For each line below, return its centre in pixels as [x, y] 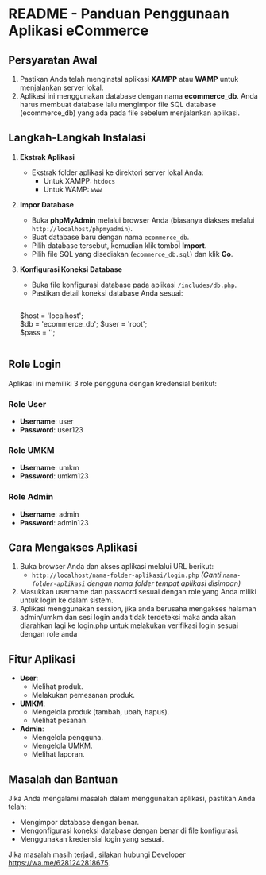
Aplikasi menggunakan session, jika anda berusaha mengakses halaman [138, 609]
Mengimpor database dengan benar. [79, 822]
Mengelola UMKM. [62, 746]
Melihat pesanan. [60, 721]
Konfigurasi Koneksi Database [71, 269]
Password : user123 [51, 429]
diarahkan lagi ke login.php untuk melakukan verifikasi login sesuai [129, 625]
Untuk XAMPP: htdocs [79, 180]
